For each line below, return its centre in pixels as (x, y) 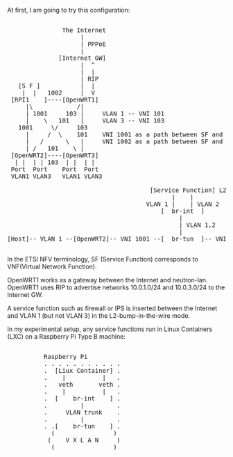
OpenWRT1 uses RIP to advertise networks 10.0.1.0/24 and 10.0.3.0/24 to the (116, 287)
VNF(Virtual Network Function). (52, 266)
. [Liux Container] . (83, 370)
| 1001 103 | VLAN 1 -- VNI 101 (95, 114)
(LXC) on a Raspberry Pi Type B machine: (67, 336)
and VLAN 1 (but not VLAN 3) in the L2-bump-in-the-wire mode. (99, 315)
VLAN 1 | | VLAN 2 (183, 204)
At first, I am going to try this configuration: (69, 10)
